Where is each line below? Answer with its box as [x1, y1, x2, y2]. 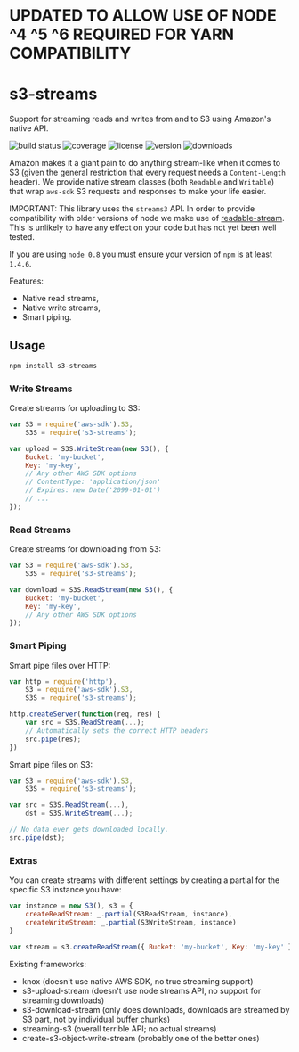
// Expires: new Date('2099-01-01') [25, 486, 162, 495]
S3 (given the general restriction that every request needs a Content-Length [9, 167, 287, 178]
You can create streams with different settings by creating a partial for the [9, 875, 280, 885]
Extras [9, 854, 38, 867]
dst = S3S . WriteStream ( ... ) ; [25, 809, 133, 818]
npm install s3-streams [9, 361, 98, 370]
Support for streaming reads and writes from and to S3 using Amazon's [9, 113, 271, 125]
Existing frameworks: [9, 958, 87, 969]
